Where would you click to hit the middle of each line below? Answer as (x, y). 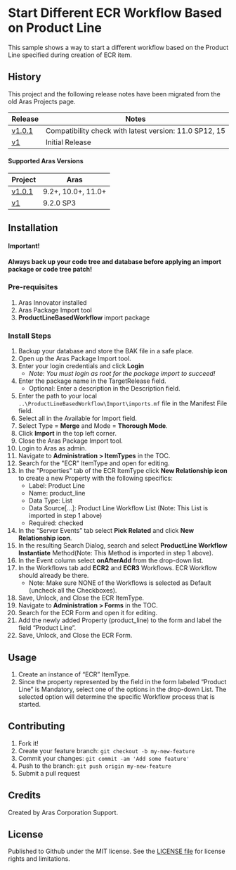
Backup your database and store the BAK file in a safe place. (106, 351)
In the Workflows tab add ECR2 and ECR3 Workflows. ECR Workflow (117, 568)
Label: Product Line (57, 486)
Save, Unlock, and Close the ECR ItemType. (81, 598)
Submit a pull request (49, 773)
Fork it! (28, 743)
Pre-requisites (33, 287)
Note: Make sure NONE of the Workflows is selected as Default (120, 583)
